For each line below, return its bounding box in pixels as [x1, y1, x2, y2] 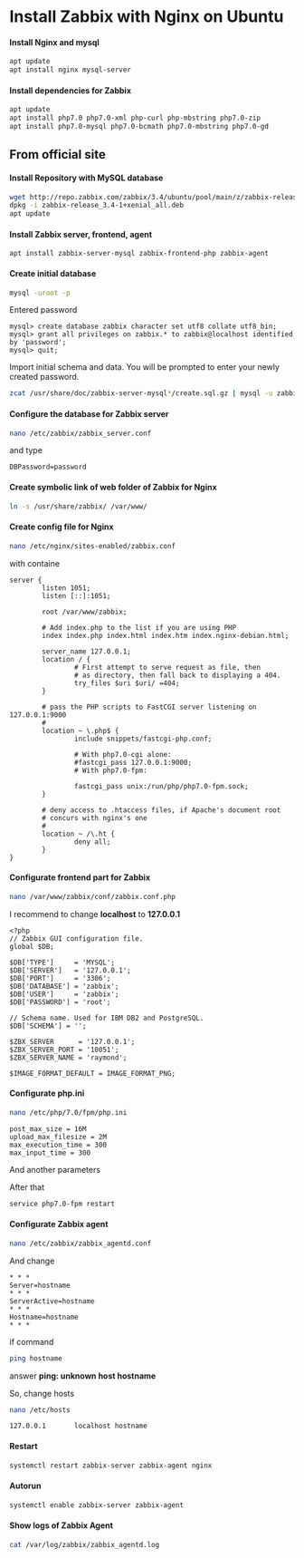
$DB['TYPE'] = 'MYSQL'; [9, 958, 116, 967]
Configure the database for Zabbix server [9, 408, 169, 419]
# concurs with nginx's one [42, 813, 147, 822]
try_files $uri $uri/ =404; [73, 678, 180, 688]
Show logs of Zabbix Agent [9, 1520, 113, 1531]
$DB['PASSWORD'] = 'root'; [9, 997, 111, 1007]
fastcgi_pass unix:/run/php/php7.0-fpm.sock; [73, 781, 249, 790]
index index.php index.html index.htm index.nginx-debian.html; [42, 631, 290, 640]
